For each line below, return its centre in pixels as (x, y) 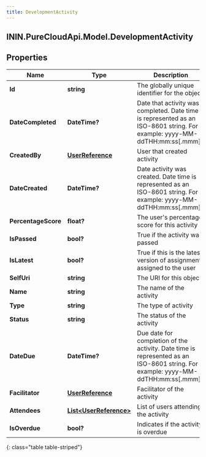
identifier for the (160, 93)
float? (76, 221)
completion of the (162, 340)
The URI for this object (169, 278)
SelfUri (20, 278)
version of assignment (169, 260)
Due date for (155, 333)
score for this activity (167, 225)
